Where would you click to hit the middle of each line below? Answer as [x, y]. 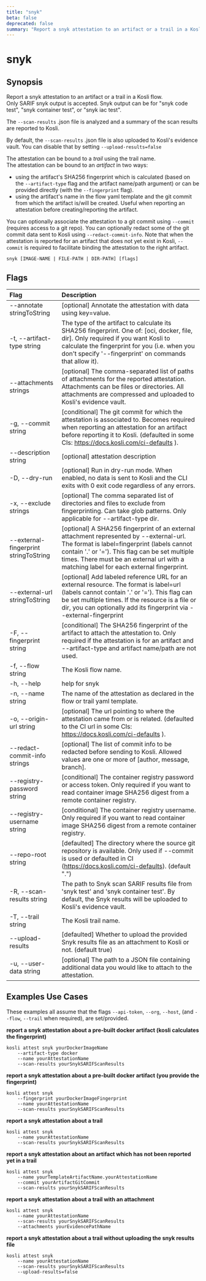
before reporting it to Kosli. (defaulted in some [128, 435]
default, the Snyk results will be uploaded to [125, 899]
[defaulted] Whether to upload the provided [124, 935]
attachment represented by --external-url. [124, 536]
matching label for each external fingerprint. [125, 567]
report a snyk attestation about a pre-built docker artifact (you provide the [103, 1075]
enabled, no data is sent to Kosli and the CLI [125, 478]
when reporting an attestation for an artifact [124, 427]
